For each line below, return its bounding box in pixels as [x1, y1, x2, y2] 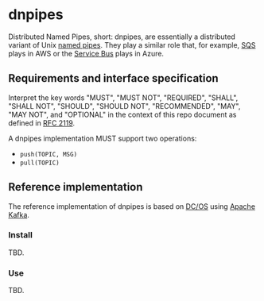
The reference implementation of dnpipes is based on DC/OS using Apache [8, 201, 256, 211]
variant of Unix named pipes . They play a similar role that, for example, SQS [8, 40, 256, 49]
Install [8, 230, 33, 241]
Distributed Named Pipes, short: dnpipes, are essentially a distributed [8, 32, 236, 41]
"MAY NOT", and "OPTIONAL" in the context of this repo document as [8, 110, 237, 119]
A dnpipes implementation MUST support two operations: [8, 133, 197, 143]
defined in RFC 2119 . [8, 118, 76, 128]
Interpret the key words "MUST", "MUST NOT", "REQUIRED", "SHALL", [8, 93, 239, 102]
